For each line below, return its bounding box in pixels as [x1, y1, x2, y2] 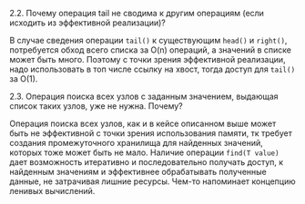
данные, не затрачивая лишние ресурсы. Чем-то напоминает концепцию [9, 176, 296, 187]
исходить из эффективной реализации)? [9, 17, 166, 28]
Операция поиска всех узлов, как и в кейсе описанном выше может [9, 118, 277, 129]
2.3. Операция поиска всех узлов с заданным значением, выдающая [9, 91, 280, 102]
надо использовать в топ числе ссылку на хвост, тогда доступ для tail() [9, 63, 296, 74]
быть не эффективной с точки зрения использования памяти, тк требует [9, 128, 293, 139]
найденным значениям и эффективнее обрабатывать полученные [9, 167, 267, 177]
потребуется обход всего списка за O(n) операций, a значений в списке [9, 44, 291, 55]
